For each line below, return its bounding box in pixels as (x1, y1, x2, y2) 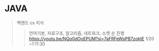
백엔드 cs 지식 (16, 20, 44, 25)
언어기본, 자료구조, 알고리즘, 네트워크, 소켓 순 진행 (28, 30, 125, 36)
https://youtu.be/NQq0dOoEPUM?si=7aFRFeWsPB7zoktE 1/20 (28, 35, 154, 42)
